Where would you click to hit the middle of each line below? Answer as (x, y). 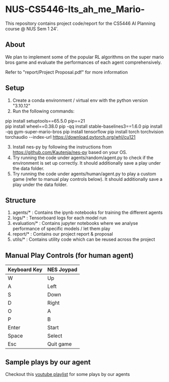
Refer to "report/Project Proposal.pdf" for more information (67, 72)
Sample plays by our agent (48, 362)
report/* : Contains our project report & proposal (63, 234)
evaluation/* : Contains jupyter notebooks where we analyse (75, 223)
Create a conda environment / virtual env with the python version (80, 100)
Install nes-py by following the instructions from (62, 147)
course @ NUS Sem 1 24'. (32, 28)
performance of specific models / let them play (61, 228)
